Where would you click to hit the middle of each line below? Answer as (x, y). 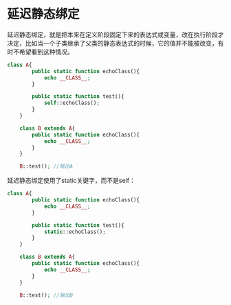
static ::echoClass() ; (75, 232)
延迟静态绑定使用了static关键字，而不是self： (71, 181)
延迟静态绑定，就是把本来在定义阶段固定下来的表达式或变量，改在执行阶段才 (115, 35)
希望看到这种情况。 (46, 52)
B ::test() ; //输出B (46, 295)
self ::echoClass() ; (71, 103)
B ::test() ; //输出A (46, 166)
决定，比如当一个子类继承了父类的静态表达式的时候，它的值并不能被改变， (112, 43)
